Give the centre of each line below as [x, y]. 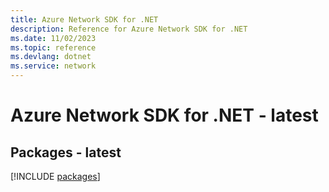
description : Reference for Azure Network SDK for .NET [129, 29]
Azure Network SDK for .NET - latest [164, 115]
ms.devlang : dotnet [51, 57]
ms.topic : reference [53, 47]
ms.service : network [53, 66]
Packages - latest [66, 152]
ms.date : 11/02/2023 [53, 38]
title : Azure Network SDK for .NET [84, 19]
